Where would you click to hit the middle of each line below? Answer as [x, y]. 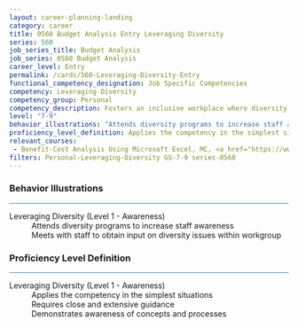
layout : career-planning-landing [71, 17]
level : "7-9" [33, 116]
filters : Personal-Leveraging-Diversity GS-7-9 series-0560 [123, 157]
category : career [41, 26]
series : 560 [31, 42]
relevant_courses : [43, 141]
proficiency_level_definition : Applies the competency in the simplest [144, 133]
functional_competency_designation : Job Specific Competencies [129, 83]
